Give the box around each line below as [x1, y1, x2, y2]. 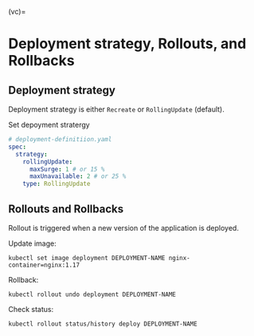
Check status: [8, 304, 54, 314]
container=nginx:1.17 [8, 261, 80, 269]
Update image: [8, 239, 57, 248]
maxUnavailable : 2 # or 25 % [29, 172, 127, 180]
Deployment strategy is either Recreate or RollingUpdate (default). [8, 105, 225, 114]
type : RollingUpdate [22, 180, 91, 188]
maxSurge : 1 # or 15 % [29, 165, 105, 173]
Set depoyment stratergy [8, 120, 90, 129]
